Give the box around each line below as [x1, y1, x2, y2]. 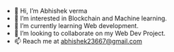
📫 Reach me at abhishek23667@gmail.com [13, 37, 143, 45]
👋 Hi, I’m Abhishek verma [13, 7, 88, 15]
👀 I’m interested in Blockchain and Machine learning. [13, 14, 168, 22]
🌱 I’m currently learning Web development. [13, 22, 139, 30]
